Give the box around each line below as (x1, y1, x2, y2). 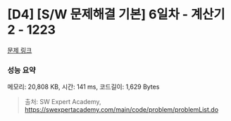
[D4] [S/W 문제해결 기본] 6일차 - (7, 6, 189, 23)
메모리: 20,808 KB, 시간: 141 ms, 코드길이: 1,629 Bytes (7, 82, 160, 91)
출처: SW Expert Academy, (24, 98, 101, 106)
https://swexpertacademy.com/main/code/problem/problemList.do (24, 106, 219, 114)
